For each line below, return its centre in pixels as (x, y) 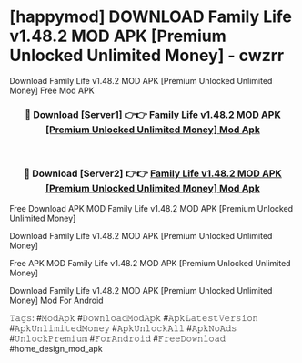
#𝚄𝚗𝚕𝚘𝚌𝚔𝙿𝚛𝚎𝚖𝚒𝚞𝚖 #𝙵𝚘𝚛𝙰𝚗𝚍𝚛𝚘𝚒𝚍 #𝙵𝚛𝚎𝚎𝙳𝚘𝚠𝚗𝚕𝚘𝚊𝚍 (117, 338)
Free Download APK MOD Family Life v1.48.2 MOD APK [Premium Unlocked (151, 208)
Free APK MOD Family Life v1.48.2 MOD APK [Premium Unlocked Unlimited (150, 263)
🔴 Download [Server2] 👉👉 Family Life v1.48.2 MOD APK (153, 173)
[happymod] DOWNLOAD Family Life (151, 17)
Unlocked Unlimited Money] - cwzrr (147, 56)
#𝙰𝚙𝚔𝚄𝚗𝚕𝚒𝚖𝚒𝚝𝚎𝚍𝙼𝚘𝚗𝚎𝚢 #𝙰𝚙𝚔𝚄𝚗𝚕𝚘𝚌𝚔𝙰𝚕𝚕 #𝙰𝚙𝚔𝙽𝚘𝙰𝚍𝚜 (123, 328)
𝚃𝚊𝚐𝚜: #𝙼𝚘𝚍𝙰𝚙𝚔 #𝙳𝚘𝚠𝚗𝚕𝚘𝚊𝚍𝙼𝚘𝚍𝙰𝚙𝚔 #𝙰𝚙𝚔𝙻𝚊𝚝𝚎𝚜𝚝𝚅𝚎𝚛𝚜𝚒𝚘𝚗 (134, 317)
